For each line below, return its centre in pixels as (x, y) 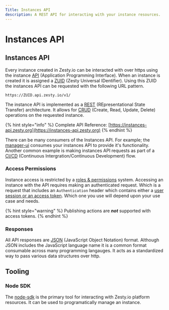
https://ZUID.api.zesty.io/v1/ (38, 95)
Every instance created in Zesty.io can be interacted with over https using (81, 70)
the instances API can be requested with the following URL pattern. (75, 86)
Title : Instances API (28, 10)
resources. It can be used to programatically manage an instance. (73, 302)
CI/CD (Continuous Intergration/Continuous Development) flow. (71, 156)
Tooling (17, 272)
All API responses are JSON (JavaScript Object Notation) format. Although (82, 240)
